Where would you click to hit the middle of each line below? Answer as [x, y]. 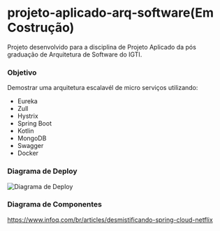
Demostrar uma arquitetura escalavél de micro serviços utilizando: [103, 88]
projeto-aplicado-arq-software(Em [111, 13]
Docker [28, 153]
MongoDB [32, 138]
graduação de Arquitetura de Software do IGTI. [75, 54]
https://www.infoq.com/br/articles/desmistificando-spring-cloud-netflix [110, 219]
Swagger [30, 146]
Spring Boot [35, 124]
